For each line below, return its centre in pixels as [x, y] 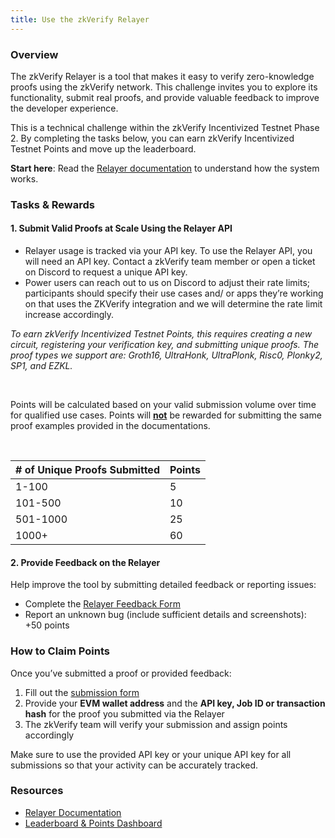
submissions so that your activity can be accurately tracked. [134, 765]
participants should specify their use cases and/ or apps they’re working [174, 293]
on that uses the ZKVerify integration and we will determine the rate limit [173, 304]
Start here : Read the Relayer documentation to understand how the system [165, 168]
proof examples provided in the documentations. [110, 426]
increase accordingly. [69, 315]
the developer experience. [64, 108]
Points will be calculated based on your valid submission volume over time [163, 405]
